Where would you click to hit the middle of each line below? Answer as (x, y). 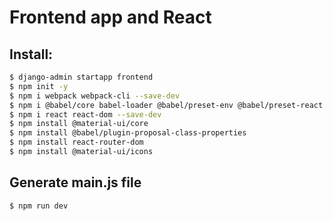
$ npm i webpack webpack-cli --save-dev (95, 96)
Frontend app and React (110, 17)
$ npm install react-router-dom (76, 142)
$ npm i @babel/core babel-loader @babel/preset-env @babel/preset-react (166, 105)
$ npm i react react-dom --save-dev (85, 114)
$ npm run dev (39, 206)
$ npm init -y (39, 86)
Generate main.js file (75, 182)
